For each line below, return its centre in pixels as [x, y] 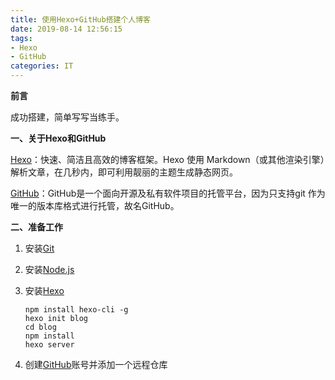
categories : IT [42, 66]
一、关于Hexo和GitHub [58, 138]
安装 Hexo [44, 290]
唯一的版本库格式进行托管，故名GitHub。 [95, 205]
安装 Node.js [49, 269]
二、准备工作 [36, 227]
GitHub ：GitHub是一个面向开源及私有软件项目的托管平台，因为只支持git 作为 [168, 193]
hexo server [49, 345]
